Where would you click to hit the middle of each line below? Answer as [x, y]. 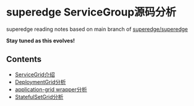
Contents [24, 59]
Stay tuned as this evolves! [40, 40]
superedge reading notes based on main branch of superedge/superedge [97, 29]
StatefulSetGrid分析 [39, 96]
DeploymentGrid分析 [40, 82]
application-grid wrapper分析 [51, 89]
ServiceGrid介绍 [35, 74]
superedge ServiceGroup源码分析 [91, 12]
